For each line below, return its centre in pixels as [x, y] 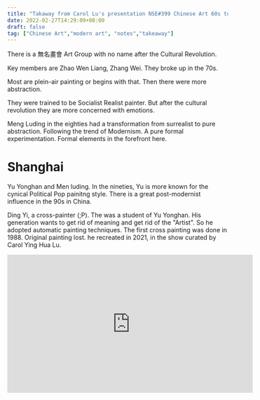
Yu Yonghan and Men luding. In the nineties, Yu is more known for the [108, 187]
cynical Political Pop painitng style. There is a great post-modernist [104, 194]
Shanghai [36, 167]
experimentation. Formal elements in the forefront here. [87, 139]
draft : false [26, 27]
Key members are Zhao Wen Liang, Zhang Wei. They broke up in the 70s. [113, 68]
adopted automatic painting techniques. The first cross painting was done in [117, 230]
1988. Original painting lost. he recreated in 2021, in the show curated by [112, 238]
